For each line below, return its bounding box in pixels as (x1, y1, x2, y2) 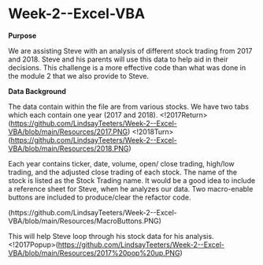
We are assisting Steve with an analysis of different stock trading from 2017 (8, 46, 253, 55)
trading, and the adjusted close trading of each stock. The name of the (8, 167, 238, 177)
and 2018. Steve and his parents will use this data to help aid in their (8, 54, 228, 64)
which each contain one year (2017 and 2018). (8, 110, 158, 119)
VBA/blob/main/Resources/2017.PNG (8, 127, 128, 136)
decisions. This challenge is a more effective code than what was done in (8, 62, 246, 72)
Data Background (8, 86, 67, 95)
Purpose (8, 31, 37, 40)
